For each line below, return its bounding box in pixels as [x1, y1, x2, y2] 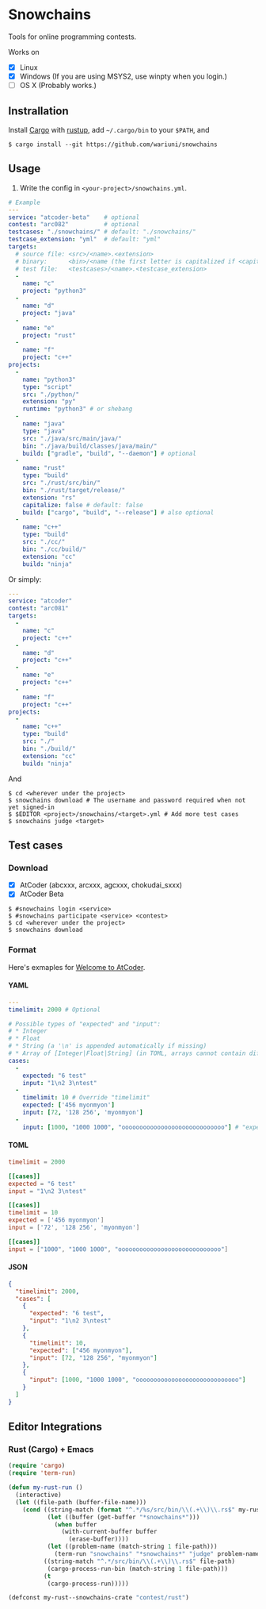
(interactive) [15, 1491, 62, 1499]
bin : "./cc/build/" [22, 545, 87, 553]
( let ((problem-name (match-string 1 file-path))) [47, 1542, 218, 1551]
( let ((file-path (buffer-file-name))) [15, 1498, 147, 1506]
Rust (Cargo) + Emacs [8, 1444, 94, 1455]
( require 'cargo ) [8, 1462, 66, 1470]
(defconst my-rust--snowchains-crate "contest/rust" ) [8, 1594, 190, 1602]
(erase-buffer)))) [68, 1535, 129, 1543]
